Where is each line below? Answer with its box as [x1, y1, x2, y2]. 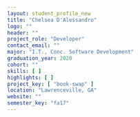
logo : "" [7, 23, 32, 30]
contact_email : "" [7, 42, 60, 49]
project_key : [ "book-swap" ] [7, 81, 94, 87]
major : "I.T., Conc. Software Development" [7, 49, 134, 56]
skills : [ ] [7, 67, 41, 74]
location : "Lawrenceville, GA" [7, 87, 97, 94]
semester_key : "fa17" [7, 100, 70, 107]
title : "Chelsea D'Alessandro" [7, 17, 97, 23]
